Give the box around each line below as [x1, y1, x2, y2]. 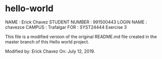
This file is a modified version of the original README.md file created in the [5, 34, 157, 39]
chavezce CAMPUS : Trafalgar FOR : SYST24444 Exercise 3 [5, 24, 127, 30]
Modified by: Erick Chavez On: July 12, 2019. [5, 48, 95, 54]
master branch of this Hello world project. [5, 39, 89, 44]
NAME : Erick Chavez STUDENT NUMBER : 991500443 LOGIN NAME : [5, 19, 147, 25]
